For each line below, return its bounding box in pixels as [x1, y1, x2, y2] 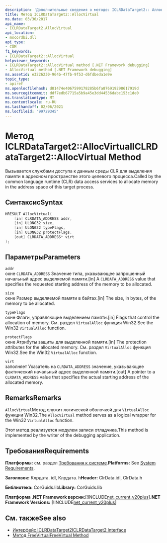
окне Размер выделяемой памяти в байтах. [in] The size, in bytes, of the [5, 295, 157, 301]
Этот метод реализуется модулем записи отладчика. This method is [5, 427, 149, 433]
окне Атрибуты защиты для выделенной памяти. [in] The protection [5, 339, 147, 345]
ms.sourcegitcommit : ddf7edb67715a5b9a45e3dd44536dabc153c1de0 [5, 90, 139, 95]
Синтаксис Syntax [5, 198, 63, 207]
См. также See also [5, 514, 66, 522]
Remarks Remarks [5, 393, 62, 402]
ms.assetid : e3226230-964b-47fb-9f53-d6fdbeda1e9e [5, 72, 112, 77]
